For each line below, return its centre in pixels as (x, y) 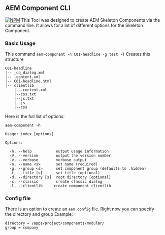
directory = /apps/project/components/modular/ (55, 223)
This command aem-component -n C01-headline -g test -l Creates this (78, 54)
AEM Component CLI (38, 8)
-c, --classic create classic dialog (56, 182)
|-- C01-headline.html (28, 81)
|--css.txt (25, 94)
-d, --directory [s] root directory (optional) (60, 177)
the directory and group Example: (39, 214)
